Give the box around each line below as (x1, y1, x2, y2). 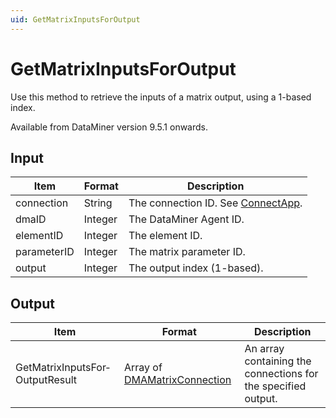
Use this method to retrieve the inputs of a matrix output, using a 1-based (10, 91, 312, 103)
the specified (244, 379, 307, 393)
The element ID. (128, 229, 203, 243)
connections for (244, 367, 319, 381)
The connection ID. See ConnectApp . (128, 196, 303, 210)
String (83, 196, 113, 210)
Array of (123, 361, 163, 375)
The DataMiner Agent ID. (128, 212, 245, 226)
